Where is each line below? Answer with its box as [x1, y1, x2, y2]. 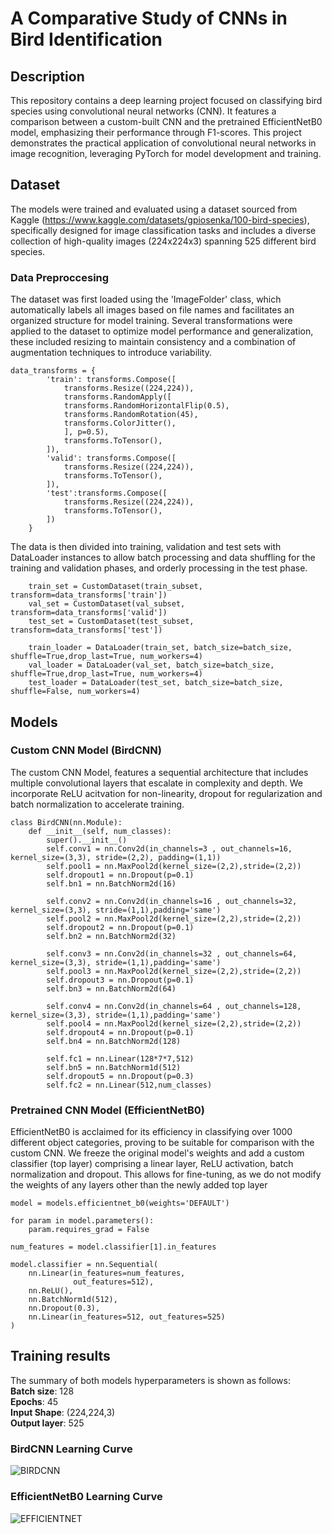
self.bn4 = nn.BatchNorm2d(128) [46, 1036, 182, 1046]
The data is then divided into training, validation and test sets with [10, 541, 282, 553]
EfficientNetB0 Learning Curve [10, 1490, 163, 1504]
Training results [10, 1348, 111, 1365]
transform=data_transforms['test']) [10, 625, 163, 636]
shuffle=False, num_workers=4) [10, 687, 141, 697]
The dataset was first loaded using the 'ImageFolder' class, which [10, 293, 282, 306]
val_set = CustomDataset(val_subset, [28, 599, 186, 609]
